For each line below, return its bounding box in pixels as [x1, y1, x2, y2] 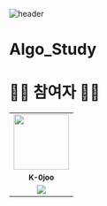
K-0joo [28, 172, 55, 183]
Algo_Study [9, 40, 97, 59]
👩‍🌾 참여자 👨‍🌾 [9, 82, 101, 103]
